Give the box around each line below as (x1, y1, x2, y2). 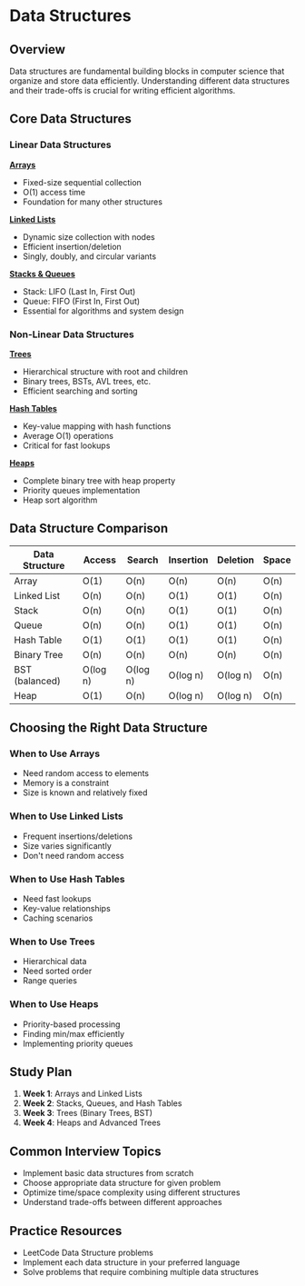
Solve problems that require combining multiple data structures (22, 1267, 259, 1278)
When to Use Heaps (9, 998, 99, 1011)
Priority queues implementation (22, 484, 141, 495)
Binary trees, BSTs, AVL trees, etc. (22, 375, 152, 386)
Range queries (22, 975, 77, 986)
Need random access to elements (22, 768, 150, 779)
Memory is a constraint (22, 778, 110, 789)
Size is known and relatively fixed (22, 787, 148, 798)
